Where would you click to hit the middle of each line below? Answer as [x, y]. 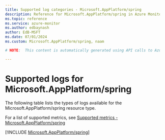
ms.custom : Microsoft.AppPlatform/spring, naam [55, 42]
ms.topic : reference [26, 19]
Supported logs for [44, 79]
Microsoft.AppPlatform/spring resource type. [51, 108]
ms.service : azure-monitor [33, 23]
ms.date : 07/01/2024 [26, 37]
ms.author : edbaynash [27, 28]
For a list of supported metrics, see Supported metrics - [61, 117]
